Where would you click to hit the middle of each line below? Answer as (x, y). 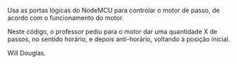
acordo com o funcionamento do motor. (66, 18)
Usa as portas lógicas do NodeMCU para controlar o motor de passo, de (114, 10)
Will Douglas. (27, 53)
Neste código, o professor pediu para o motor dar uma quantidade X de (112, 32)
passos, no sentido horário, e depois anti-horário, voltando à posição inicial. (119, 39)
